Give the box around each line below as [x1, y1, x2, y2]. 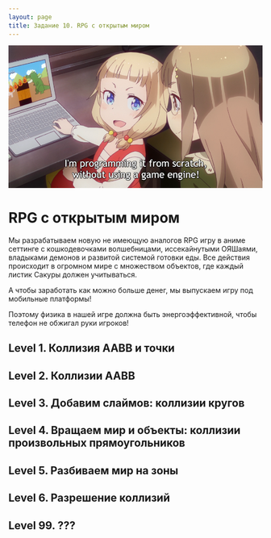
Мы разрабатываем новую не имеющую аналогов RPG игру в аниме [8, 235, 246, 245]
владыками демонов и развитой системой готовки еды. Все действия [8, 252, 250, 262]
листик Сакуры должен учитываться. [8, 269, 137, 279]
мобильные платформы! [8, 294, 92, 303]
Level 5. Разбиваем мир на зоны [8, 464, 179, 478]
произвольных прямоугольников [8, 436, 186, 450]
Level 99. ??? [8, 519, 76, 532]
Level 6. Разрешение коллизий [8, 491, 171, 505]
